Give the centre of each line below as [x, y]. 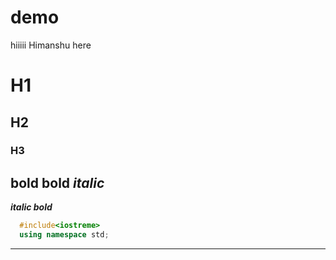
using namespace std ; [64, 235]
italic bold [31, 207]
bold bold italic [57, 182]
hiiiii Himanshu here [51, 45]
